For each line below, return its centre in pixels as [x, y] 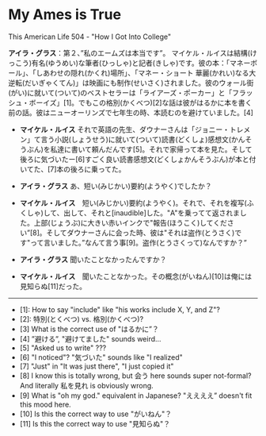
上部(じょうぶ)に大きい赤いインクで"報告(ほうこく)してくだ [130, 222]
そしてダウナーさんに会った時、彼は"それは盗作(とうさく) [141, 233]
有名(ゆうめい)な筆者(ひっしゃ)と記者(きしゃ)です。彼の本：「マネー [141, 63]
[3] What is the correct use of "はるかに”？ [89, 329]
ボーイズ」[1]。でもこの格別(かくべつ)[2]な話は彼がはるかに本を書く [141, 102]
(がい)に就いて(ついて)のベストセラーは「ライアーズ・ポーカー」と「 [120, 92]
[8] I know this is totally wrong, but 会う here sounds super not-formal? [135, 376]
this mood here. [45, 404]
